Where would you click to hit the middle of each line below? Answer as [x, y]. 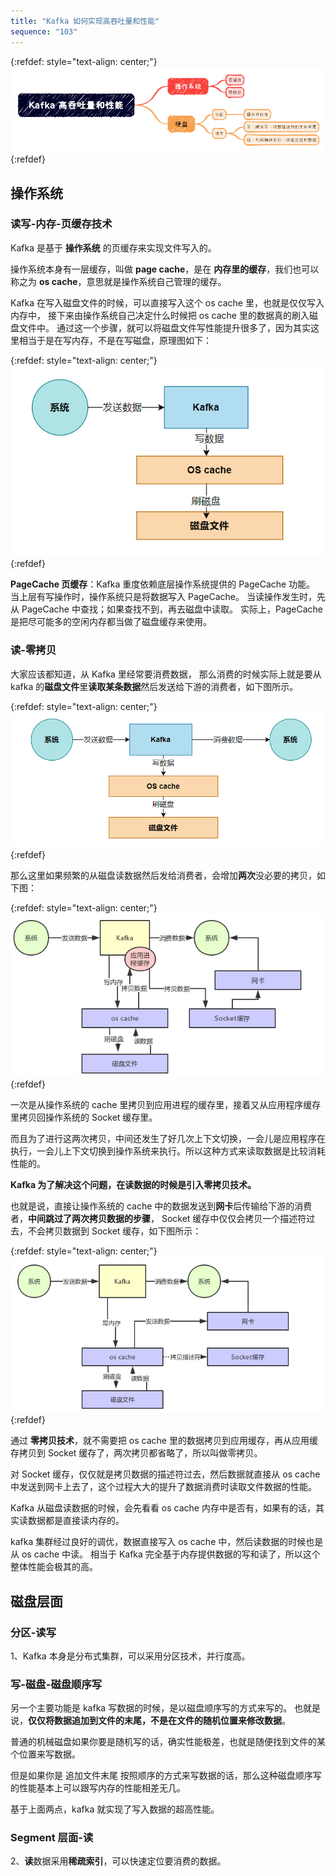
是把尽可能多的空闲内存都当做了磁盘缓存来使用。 [111, 622]
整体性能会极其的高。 [54, 1567]
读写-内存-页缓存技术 [61, 224]
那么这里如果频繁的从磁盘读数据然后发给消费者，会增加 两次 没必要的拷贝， [163, 875]
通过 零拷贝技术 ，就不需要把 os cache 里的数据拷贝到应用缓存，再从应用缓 [164, 1441]
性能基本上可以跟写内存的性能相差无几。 [102, 1788]
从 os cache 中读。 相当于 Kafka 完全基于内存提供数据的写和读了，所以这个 [165, 1554]
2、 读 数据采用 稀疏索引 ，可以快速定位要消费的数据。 [118, 1861]
